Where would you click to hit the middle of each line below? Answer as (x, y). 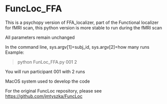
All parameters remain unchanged (40, 37)
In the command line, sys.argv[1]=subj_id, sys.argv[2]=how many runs (77, 47)
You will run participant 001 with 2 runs (45, 71)
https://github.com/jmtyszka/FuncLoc (44, 96)
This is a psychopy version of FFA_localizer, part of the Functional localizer (82, 22)
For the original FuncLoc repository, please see (54, 91)
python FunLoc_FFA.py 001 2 (47, 62)
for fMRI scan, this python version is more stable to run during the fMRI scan (83, 27)
